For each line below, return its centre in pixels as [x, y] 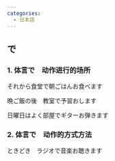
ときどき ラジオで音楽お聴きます [55, 151]
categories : [24, 13]
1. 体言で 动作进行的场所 [49, 70]
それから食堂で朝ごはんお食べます [55, 87]
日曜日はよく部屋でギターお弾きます [58, 115]
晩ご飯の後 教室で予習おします [52, 101]
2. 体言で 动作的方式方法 [50, 135]
